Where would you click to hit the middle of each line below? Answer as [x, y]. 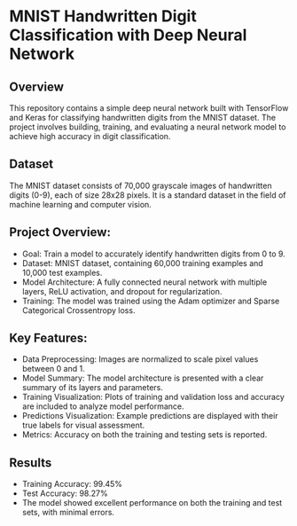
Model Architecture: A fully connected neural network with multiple [145, 282]
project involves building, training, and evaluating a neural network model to [148, 127]
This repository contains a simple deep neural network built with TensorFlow [149, 108]
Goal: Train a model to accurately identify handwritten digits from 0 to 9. [153, 254]
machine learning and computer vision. [81, 204]
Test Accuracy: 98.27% [65, 493]
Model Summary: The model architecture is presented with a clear [143, 378]
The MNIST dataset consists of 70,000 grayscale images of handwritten [141, 185]
